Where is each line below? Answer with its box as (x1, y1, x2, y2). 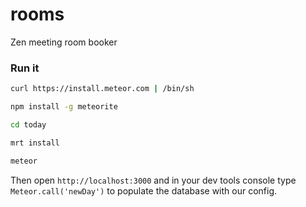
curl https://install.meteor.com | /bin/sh (10, 84, 195, 94)
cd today (10, 119, 47, 130)
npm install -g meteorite (10, 102, 118, 112)
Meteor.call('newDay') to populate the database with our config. (10, 184, 278, 197)
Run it (10, 61, 40, 75)
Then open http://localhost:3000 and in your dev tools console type (10, 174, 297, 186)
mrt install (10, 138, 60, 148)
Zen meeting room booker (10, 36, 118, 48)
